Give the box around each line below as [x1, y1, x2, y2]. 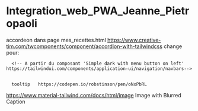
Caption [6, 98, 25, 105]
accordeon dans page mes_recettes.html [6, 36, 107, 43]
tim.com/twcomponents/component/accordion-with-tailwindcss [6, 43, 163, 50]
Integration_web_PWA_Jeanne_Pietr [6, 4, 190, 18]
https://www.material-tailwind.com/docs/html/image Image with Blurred [6, 91, 182, 99]
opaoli [6, 17, 37, 30]
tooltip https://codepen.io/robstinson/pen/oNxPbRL [11, 81, 147, 87]
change [164, 43, 183, 50]
